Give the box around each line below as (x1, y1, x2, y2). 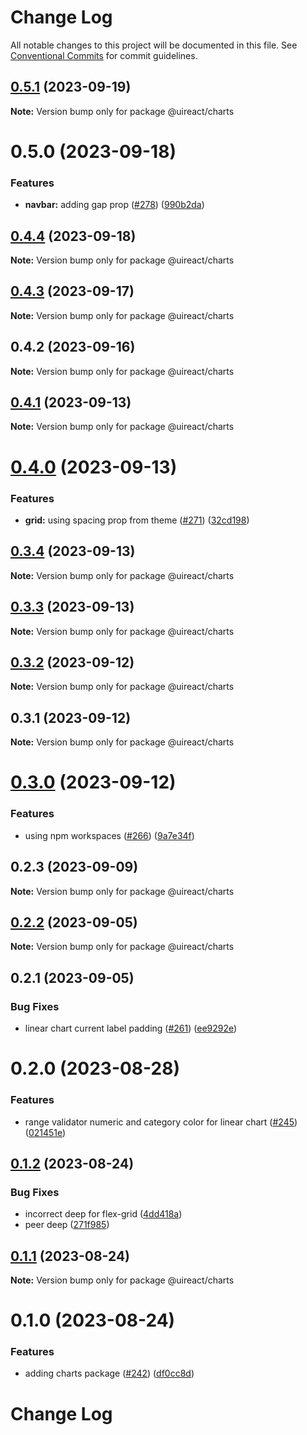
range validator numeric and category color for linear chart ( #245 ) (24, 1116, 298, 1128)
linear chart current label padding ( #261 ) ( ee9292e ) (24, 1022, 238, 1035)
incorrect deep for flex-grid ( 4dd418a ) (24, 1208, 183, 1220)
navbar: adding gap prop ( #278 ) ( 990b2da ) (24, 199, 205, 211)
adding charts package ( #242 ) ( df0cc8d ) (24, 1367, 195, 1380)
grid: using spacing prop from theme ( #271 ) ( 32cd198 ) (24, 514, 250, 526)
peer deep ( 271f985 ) (24, 1219, 110, 1231)
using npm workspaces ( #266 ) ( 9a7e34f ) (24, 829, 195, 841)
